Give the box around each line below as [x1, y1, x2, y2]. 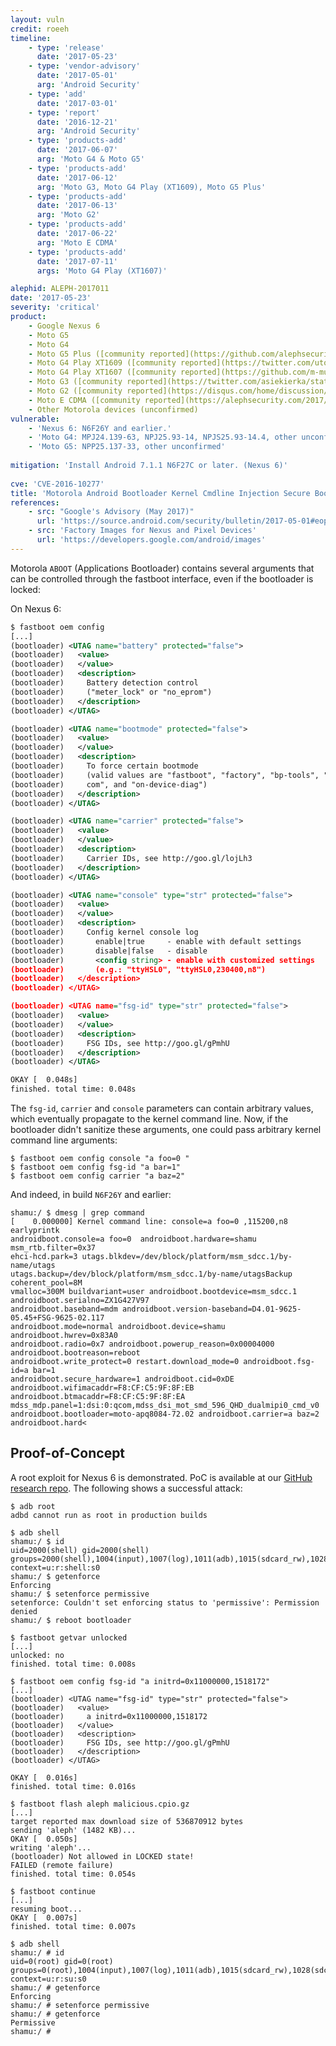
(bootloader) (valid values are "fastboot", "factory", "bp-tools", [10, 770, 320, 780]
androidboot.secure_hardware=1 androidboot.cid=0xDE [10, 1374, 235, 1384]
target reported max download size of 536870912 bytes [10, 1816, 244, 1826]
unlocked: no [10, 1650, 65, 1660]
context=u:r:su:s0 [10, 1974, 87, 1984]
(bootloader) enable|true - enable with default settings [10, 936, 302, 946]
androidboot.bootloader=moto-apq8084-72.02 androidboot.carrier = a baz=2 [10, 1409, 320, 1419]
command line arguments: [10, 1134, 118, 1146]
